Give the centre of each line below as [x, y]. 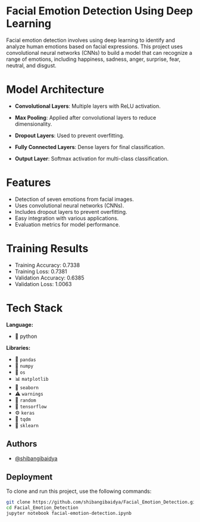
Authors [22, 444]
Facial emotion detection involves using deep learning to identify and [91, 40]
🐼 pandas [25, 359]
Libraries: [18, 347]
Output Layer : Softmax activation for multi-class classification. [92, 159]
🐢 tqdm [23, 419]
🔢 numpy [24, 365]
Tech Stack [35, 308]
